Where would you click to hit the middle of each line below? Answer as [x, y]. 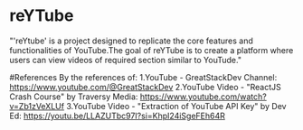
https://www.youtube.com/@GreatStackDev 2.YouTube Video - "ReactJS [146, 87]
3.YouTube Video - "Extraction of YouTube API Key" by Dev [176, 106]
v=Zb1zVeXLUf [37, 106]
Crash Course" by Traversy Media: [74, 97]
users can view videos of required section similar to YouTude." [126, 60]
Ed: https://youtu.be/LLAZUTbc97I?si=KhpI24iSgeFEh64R [118, 116]
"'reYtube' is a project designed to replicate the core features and [131, 41]
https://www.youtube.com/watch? [203, 97]
